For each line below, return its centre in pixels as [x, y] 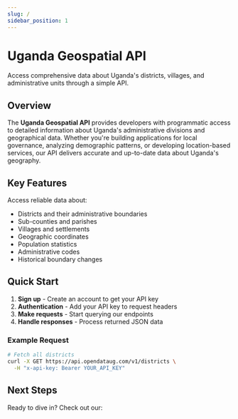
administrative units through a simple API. [68, 83]
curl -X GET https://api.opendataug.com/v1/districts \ [92, 362]
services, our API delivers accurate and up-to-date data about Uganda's [113, 153]
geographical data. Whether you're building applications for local [102, 138]
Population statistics [47, 244]
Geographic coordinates [53, 237]
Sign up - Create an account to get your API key [88, 299]
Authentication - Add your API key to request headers [97, 306]
